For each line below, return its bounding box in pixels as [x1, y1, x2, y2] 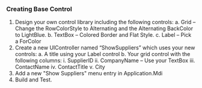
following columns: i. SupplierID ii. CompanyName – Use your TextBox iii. [14, 57, 195, 64]
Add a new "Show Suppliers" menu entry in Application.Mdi [14, 70, 163, 77]
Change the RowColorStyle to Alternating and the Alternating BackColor [14, 25, 194, 32]
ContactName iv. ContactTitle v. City [14, 63, 105, 71]
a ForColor [14, 38, 41, 45]
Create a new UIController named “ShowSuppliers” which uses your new [14, 44, 195, 51]
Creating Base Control [6, 5, 72, 13]
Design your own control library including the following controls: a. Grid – [14, 19, 196, 26]
